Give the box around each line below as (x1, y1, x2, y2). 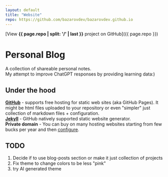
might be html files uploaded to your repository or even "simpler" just (5, 105, 151, 111)
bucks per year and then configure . (5, 127, 79, 133)
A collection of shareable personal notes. (5, 66, 92, 72)
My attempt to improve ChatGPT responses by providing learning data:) (5, 71, 155, 77)
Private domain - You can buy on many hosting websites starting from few (5, 121, 162, 128)
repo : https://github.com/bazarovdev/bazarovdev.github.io (5, 17, 133, 22)
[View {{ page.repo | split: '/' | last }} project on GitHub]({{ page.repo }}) (5, 31, 158, 37)
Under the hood (5, 86, 56, 94)
